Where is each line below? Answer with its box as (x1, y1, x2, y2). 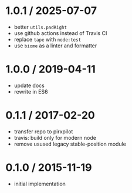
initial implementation (13, 180, 66, 187)
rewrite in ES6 (13, 88, 48, 95)
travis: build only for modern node (13, 134, 96, 141)
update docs (13, 82, 45, 89)
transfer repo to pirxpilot (13, 127, 73, 135)
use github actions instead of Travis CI (13, 29, 107, 36)
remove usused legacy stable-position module (13, 140, 127, 147)
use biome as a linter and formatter (13, 42, 97, 49)
